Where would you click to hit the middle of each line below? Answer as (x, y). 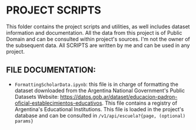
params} (24, 121)
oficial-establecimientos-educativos (58, 103)
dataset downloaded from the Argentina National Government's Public (100, 90)
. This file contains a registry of (140, 103)
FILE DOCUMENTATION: (51, 70)
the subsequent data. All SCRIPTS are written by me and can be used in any (98, 45)
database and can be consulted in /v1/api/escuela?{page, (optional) (100, 115)
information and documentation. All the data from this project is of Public (94, 32)
